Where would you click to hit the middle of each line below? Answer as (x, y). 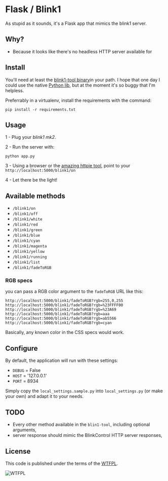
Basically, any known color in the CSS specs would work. (65, 332)
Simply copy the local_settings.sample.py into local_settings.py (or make (84, 391)
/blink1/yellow (29, 252)
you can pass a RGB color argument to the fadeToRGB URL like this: (74, 291)
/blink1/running (30, 257)
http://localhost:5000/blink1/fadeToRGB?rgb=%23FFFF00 (64, 305)
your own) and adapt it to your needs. (45, 396)
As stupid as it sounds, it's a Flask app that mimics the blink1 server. (76, 23)
